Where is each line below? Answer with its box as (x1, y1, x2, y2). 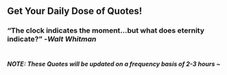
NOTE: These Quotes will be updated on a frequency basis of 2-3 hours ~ (7, 59, 221, 67)
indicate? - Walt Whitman (7, 34, 97, 44)
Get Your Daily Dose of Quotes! (7, 5, 143, 17)
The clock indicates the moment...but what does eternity (10, 26, 204, 35)
